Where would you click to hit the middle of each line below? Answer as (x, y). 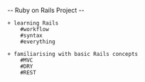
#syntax (31, 35)
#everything (38, 42)
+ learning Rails (33, 23)
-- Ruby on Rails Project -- (46, 10)
